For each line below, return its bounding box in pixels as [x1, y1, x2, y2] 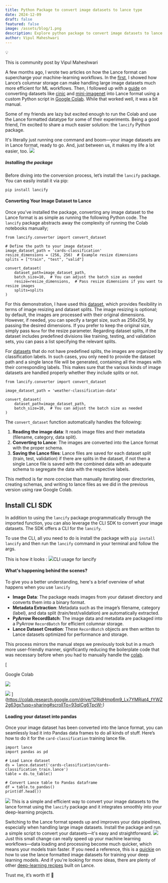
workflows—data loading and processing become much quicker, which [5, 841, 152, 847]
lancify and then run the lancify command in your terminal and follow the [5, 540, 159, 546]
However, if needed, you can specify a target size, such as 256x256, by [5, 317, 153, 323]
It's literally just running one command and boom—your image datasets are [5, 136, 160, 142]
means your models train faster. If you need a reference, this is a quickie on [5, 846, 161, 852]
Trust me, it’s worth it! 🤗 [5, 872, 54, 878]
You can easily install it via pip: [5, 177, 69, 184]
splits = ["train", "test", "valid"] [5, 257, 84, 262]
